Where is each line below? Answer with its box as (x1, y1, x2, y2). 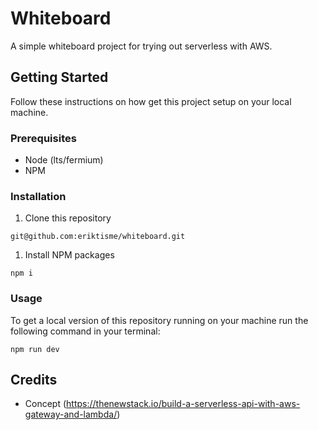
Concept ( (24, 398, 67, 410)
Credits (10, 372, 58, 389)
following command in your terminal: (10, 325, 161, 337)
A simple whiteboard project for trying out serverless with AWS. (10, 40, 273, 52)
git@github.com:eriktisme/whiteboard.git (10, 232, 186, 242)
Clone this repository (24, 212, 112, 224)
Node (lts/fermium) (24, 154, 104, 166)
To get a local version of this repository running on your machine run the (10, 314, 309, 326)
